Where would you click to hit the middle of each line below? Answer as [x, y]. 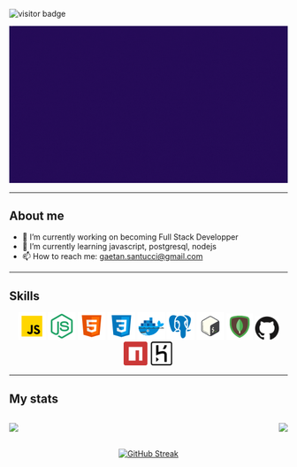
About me [37, 215]
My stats [34, 398]
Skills [24, 296]
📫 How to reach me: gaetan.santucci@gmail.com [112, 256]
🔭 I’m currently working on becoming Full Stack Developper [130, 237]
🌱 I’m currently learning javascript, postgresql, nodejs [119, 247]
